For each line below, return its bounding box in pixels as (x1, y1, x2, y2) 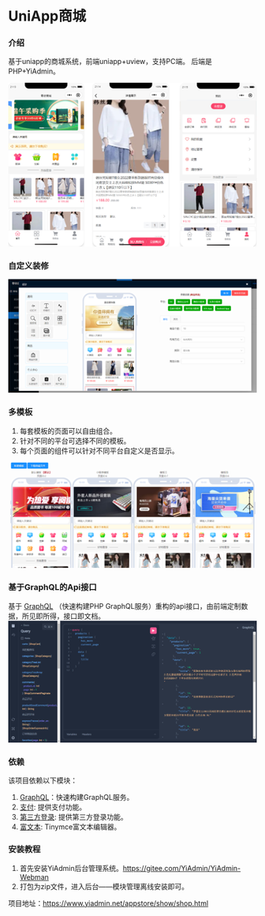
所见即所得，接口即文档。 (21, 611, 105, 621)
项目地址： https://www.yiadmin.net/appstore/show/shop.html (8, 898, 209, 908)
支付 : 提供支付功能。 (19, 802, 87, 812)
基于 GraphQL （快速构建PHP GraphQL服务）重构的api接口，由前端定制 (8, 601, 242, 610)
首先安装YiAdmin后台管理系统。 (19, 863, 124, 873)
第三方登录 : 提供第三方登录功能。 (19, 813, 128, 822)
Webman (19, 872, 50, 881)
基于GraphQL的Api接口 (8, 582, 97, 593)
